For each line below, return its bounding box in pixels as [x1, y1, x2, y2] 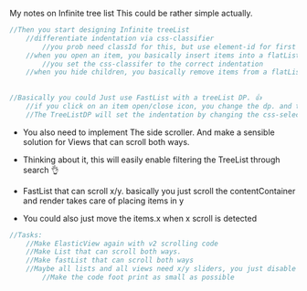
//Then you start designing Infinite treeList [9, 26, 190, 35]
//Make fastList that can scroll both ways [26, 255, 195, 265]
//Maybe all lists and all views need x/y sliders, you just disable [26, 265, 297, 274]
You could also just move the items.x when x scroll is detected [22, 213, 258, 223]
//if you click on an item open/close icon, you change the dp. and [26, 101, 292, 110]
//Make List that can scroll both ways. [26, 247, 182, 256]
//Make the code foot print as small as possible [42, 273, 235, 282]
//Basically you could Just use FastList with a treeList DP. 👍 [9, 93, 262, 102]
